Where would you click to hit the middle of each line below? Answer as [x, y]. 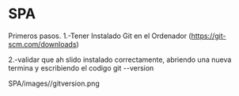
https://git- [209, 36]
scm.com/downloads [42, 44]
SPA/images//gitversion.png [54, 83]
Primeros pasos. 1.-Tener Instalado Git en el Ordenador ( [100, 36]
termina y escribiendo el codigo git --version [81, 67]
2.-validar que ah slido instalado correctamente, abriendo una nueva [120, 60]
